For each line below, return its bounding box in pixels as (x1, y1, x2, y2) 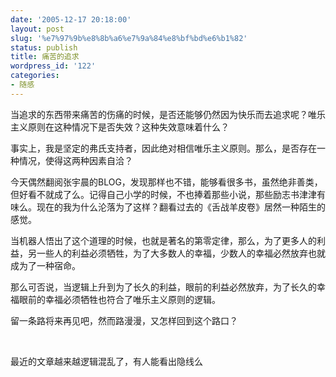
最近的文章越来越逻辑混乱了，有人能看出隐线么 (10, 355, 203, 367)
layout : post (10, 24, 65, 34)
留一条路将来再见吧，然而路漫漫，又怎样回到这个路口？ (10, 314, 238, 326)
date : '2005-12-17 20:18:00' (10, 14, 132, 25)
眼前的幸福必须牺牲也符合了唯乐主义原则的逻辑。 (18, 293, 221, 305)
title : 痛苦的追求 (10, 52, 80, 62)
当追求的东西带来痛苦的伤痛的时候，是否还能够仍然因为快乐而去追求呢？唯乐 (10, 108, 326, 120)
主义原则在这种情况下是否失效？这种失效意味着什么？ (10, 121, 230, 133)
